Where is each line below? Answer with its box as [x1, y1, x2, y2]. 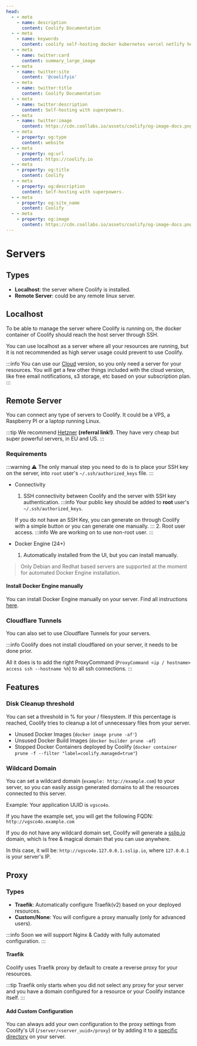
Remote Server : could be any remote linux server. [14, 292, 136, 299]
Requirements [6, 450, 47, 458]
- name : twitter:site [16, 69, 69, 75]
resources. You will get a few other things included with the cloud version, [6, 366, 185, 373]
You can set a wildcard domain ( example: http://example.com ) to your [6, 777, 175, 784]
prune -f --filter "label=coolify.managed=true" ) [14, 749, 138, 756]
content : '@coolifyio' [21, 74, 77, 80]
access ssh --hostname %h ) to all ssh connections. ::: [6, 665, 133, 672]
